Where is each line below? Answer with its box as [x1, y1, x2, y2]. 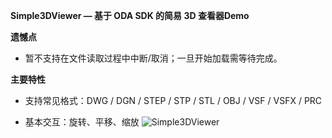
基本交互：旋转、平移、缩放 [24, 116, 140, 128]
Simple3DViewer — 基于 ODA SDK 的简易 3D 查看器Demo [10, 10, 250, 21]
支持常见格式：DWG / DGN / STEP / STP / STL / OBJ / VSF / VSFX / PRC [24, 95, 323, 106]
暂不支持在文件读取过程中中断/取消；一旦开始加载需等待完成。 [24, 52, 283, 64]
